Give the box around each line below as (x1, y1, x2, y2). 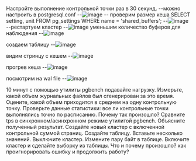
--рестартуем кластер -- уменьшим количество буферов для (6, 23, 181, 30)
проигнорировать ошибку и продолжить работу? (6, 148, 129, 155)
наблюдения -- (6, 30, 44, 37)
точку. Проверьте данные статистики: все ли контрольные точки (6, 105, 169, 111)
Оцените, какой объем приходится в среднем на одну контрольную (6, 99, 177, 106)
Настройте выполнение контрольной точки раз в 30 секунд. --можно (6, 5, 181, 12)
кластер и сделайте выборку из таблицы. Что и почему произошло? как (6, 142, 187, 149)
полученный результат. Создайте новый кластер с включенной (6, 124, 165, 130)
